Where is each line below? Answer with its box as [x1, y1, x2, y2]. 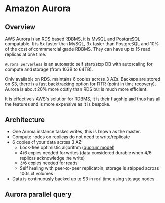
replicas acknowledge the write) [19, 155, 85, 161]
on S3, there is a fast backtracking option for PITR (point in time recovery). [5, 81, 156, 87]
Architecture [5, 116, 45, 124]
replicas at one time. [5, 51, 47, 57]
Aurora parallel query [5, 190, 72, 199]
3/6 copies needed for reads [19, 160, 78, 166]
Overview [5, 23, 36, 31]
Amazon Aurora [5, 3, 71, 14]
